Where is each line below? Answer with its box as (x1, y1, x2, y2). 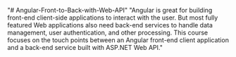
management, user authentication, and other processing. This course (7, 28, 209, 37)
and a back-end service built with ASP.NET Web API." (7, 44, 163, 51)
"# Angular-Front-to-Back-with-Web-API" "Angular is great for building (7, 6, 213, 14)
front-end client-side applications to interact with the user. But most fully (7, 13, 218, 22)
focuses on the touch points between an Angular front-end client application (7, 36, 229, 44)
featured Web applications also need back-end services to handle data (7, 21, 213, 29)
